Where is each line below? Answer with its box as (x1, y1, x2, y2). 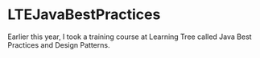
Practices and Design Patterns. (7, 40, 110, 49)
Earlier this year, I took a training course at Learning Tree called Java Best (7, 32, 252, 41)
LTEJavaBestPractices (7, 6, 161, 24)
